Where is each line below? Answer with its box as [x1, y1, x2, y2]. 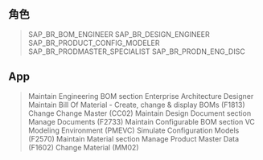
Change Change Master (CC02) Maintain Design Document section [27, 108, 252, 118]
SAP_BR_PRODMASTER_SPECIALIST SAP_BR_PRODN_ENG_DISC [27, 47, 245, 56]
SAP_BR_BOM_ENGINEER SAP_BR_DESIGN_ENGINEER [27, 29, 211, 39]
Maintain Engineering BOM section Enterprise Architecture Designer [27, 91, 254, 101]
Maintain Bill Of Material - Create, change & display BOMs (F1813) [27, 100, 245, 109]
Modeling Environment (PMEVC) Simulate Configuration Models [27, 125, 240, 135]
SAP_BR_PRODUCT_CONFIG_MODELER [27, 38, 160, 47]
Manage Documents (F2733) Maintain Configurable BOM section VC [27, 117, 256, 126]
